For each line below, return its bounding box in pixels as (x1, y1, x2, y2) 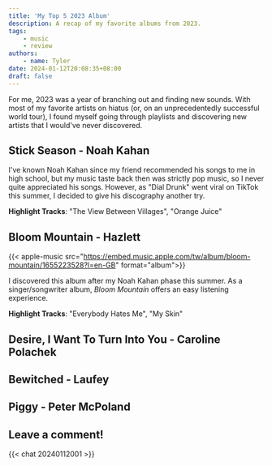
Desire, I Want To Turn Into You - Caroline (8, 332, 221, 346)
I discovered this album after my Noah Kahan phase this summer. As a (8, 276, 243, 286)
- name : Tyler (23, 58, 71, 66)
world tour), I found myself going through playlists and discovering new (8, 111, 248, 122)
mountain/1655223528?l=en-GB (8, 260, 116, 270)
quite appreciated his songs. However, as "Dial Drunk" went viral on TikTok (8, 182, 259, 192)
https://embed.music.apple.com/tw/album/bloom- (83, 252, 251, 262)
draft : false (8, 72, 53, 80)
